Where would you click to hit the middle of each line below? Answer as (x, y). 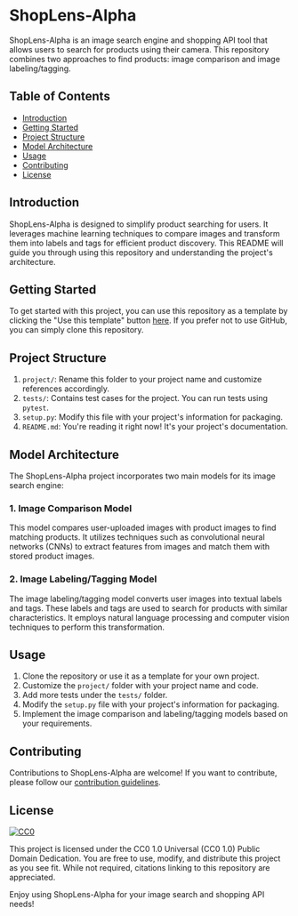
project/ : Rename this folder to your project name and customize (142, 380)
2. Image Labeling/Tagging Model (83, 579)
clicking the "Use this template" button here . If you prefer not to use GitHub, (148, 320)
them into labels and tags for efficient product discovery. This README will (146, 243)
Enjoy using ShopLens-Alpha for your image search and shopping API (137, 895)
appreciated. (32, 878)
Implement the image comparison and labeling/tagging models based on (155, 714)
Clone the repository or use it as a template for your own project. (141, 676)
